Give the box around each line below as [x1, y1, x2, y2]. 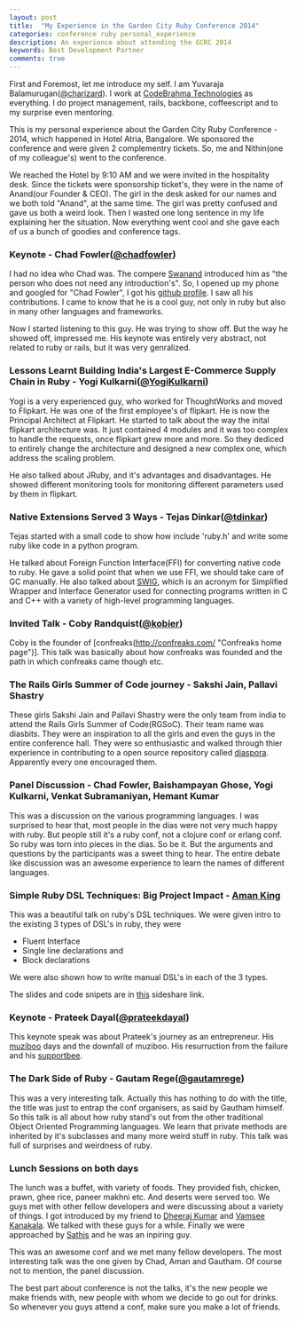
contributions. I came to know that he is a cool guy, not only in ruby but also [9, 297, 286, 307]
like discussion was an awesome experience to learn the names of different [9, 858, 285, 868]
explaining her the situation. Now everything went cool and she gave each [9, 217, 280, 227]
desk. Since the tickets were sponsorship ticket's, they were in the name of [9, 179, 284, 189]
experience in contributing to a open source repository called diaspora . [9, 748, 269, 758]
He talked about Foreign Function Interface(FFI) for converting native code [9, 557, 281, 568]
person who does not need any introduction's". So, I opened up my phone [9, 278, 279, 289]
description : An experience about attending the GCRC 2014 [9, 37, 232, 47]
